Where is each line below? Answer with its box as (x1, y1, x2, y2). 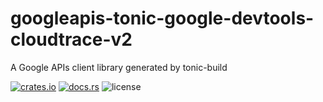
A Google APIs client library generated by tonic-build (10, 61, 228, 73)
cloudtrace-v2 (10, 28, 133, 51)
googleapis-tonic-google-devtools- (10, 7, 315, 30)
